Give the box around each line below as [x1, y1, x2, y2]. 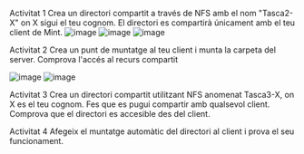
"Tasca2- [258, 8, 293, 18]
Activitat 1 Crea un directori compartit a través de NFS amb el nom [9, 8, 257, 18]
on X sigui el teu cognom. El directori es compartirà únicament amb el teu [21, 17, 296, 28]
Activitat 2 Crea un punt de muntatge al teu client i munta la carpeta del [9, 44, 277, 55]
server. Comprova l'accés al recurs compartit [9, 54, 179, 64]
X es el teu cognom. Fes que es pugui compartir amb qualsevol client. [9, 99, 270, 110]
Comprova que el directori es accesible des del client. [9, 109, 211, 119]
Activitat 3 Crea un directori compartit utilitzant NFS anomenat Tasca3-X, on [9, 90, 295, 100]
